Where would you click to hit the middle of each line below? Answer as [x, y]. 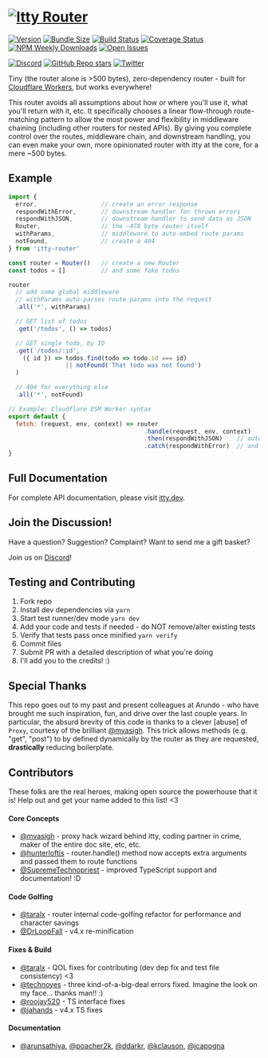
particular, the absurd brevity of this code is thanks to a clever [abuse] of [128, 722]
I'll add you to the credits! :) [65, 661]
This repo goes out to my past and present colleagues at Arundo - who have [134, 705]
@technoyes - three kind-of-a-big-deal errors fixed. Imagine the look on [138, 984]
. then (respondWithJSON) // [194, 439]
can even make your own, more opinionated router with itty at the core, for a [134, 144]
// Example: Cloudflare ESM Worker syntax [80, 409]
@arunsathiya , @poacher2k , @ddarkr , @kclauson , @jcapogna [122, 1045]
